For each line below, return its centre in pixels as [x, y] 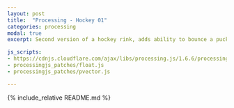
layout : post [26, 14]
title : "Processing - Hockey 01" [57, 20]
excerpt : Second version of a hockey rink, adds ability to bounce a [110, 40]
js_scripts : [24, 52]
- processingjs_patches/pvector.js [59, 71]
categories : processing [42, 26]
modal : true [24, 33]
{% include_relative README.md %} [59, 98]
